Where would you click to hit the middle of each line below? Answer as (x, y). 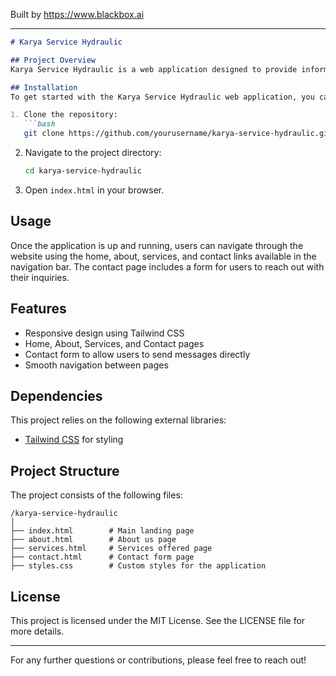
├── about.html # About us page (93, 540)
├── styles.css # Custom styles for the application (138, 566)
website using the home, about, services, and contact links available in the (163, 256)
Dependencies (56, 395)
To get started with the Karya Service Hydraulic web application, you (162, 97)
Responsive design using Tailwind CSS (104, 333)
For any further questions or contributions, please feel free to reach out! (158, 660)
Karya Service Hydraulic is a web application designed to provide (154, 69)
